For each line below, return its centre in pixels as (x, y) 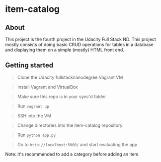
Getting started (29, 65)
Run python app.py (37, 135)
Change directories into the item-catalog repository (70, 125)
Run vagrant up (33, 106)
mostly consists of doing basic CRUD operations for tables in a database (80, 45)
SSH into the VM (34, 115)
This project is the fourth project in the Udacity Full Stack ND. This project (81, 39)
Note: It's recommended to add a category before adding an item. (73, 154)
